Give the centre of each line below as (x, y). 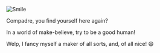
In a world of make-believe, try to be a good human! (71, 32)
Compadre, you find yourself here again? (57, 21)
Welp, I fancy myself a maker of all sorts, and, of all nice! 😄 (80, 44)
